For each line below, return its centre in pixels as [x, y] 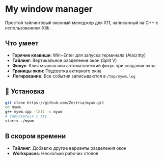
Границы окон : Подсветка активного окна [57, 71]
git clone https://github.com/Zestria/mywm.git [55, 103]
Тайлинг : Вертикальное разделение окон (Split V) [64, 60]
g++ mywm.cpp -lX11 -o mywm [34, 112]
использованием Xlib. [28, 27]
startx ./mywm [20, 121]
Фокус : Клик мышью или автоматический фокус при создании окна [84, 65]
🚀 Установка [25, 92]
